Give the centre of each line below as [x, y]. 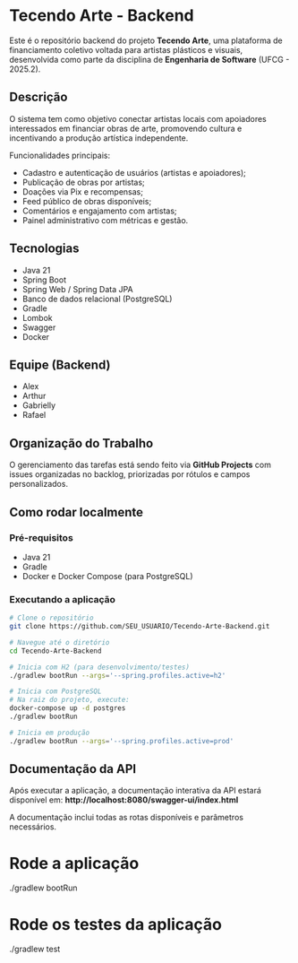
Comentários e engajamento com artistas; [99, 211]
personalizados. [39, 484]
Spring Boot [44, 280]
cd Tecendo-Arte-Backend [55, 651]
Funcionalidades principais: [60, 155]
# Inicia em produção [50, 733]
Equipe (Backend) [60, 364]
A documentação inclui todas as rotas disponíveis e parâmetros [127, 818]
